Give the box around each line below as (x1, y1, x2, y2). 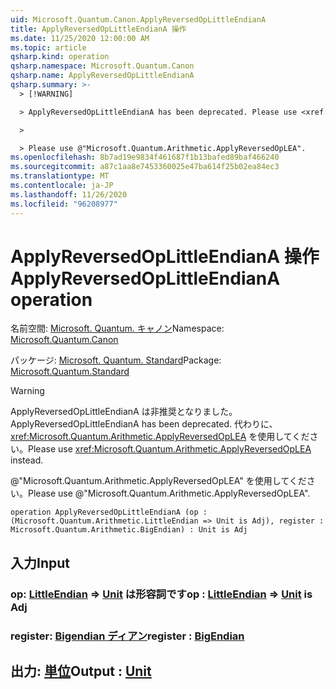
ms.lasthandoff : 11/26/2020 (10, 189, 128, 200)
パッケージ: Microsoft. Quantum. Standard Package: (10, 354, 222, 366)
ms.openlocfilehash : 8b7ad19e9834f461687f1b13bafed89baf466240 (10, 152, 280, 163)
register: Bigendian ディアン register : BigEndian (10, 629, 245, 643)
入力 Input (10, 554, 70, 571)
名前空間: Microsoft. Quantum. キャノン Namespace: (10, 322, 225, 335)
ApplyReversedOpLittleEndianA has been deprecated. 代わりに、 (10, 418, 278, 430)
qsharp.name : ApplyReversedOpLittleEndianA (10, 71, 195, 81)
